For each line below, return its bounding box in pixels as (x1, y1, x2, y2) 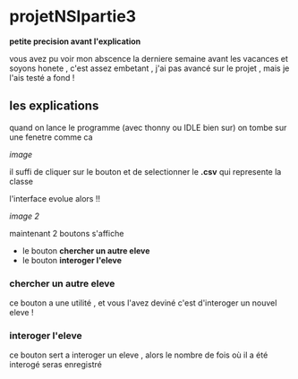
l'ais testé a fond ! (9, 72, 75, 82)
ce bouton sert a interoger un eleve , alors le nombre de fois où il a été (9, 349, 268, 360)
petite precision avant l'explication (9, 36, 141, 47)
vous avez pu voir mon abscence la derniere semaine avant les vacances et (9, 53, 289, 64)
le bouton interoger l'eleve (21, 254, 123, 265)
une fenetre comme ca (9, 132, 93, 142)
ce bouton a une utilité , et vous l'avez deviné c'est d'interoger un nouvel (9, 297, 277, 308)
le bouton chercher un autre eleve (21, 245, 150, 256)
